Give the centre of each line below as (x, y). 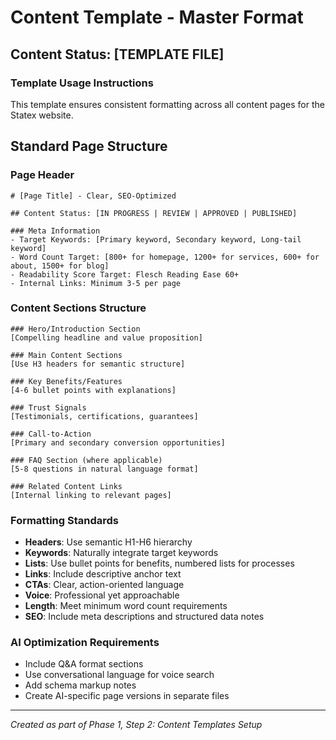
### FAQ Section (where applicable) (86, 460)
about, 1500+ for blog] (60, 266)
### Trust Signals (48, 407)
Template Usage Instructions (82, 83)
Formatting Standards (65, 520)
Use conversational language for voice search (119, 675)
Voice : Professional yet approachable (102, 595)
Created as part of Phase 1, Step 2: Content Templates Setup (136, 725)
